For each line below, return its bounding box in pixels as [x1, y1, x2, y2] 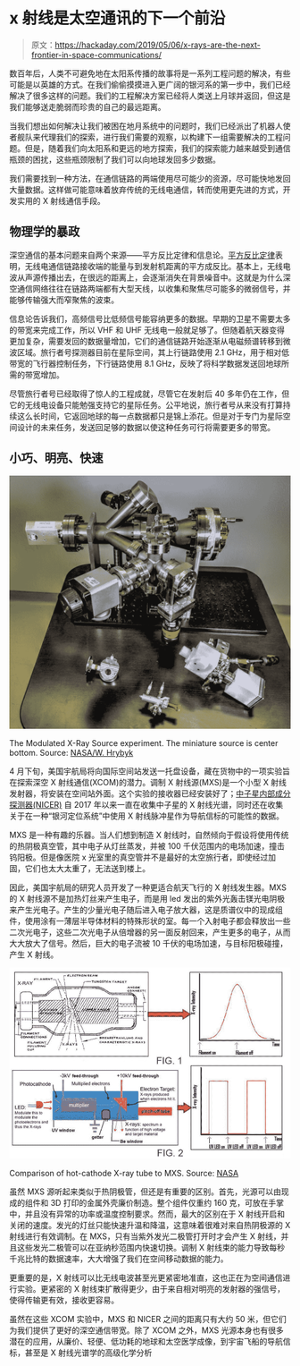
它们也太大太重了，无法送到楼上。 [24, 863, 150, 874]
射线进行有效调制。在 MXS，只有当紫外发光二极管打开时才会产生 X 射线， [9, 1231, 281, 1242]
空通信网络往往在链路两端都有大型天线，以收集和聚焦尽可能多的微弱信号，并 [9, 283, 291, 293]
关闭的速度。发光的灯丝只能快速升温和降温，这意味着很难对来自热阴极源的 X [9, 1220, 291, 1231]
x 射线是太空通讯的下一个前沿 [9, 8, 226, 29]
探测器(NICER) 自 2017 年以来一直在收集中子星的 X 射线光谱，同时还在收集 [9, 800, 284, 810]
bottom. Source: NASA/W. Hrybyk [9, 748, 134, 759]
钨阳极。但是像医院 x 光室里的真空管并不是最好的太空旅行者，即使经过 [9, 852, 269, 863]
